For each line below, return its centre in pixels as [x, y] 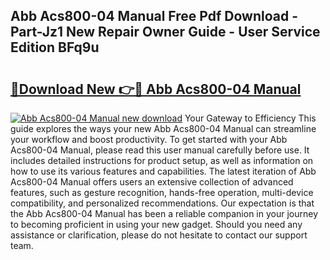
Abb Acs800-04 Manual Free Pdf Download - [154, 16]
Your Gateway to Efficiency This [250, 118]
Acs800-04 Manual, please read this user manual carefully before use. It [160, 150]
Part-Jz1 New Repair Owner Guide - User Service [165, 32]
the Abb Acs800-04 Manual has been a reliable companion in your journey [164, 213]
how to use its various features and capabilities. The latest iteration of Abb [163, 171]
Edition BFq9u [55, 47]
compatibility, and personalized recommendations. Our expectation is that [162, 203]
